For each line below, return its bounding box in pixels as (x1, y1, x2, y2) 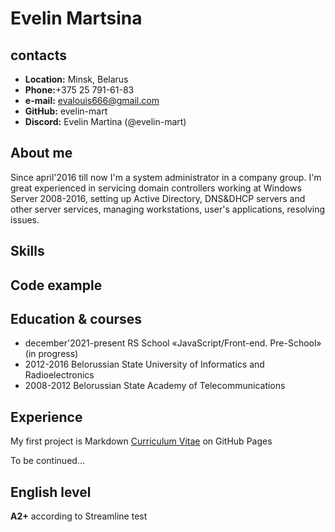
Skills (10, 243, 45, 260)
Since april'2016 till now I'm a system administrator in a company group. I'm (10, 171, 322, 183)
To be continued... (10, 455, 85, 467)
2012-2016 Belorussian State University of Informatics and (24, 358, 265, 371)
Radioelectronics (24, 369, 95, 381)
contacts (10, 47, 67, 64)
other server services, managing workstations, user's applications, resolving (10, 203, 326, 215)
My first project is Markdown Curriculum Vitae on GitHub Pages (10, 435, 273, 447)
